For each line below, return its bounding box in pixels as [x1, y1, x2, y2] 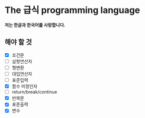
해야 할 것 [4, 38, 32, 46]
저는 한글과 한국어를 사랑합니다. [4, 22, 66, 28]
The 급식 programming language [4, 4, 140, 16]
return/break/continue [11, 89, 58, 95]
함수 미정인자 [11, 83, 38, 90]
